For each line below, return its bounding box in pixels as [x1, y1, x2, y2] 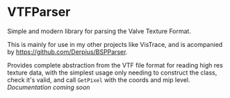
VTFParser [7, 4, 71, 20]
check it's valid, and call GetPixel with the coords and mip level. [7, 75, 190, 84]
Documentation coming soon [7, 83, 90, 91]
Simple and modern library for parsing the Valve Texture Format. [7, 27, 191, 35]
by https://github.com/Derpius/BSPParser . [7, 48, 128, 56]
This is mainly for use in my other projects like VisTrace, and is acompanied [7, 40, 223, 48]
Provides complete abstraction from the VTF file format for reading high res [7, 61, 224, 69]
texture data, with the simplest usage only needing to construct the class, [7, 68, 217, 77]
